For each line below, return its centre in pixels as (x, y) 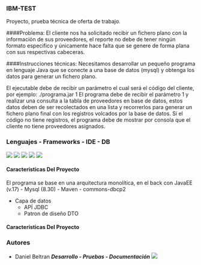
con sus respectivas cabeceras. (46, 52)
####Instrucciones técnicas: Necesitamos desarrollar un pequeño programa (101, 64)
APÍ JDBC (36, 207)
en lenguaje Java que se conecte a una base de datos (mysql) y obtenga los (100, 70)
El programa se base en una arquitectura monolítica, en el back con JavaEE (100, 183)
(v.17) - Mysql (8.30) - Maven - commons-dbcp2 (66, 189)
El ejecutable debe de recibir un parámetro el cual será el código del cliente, (100, 88)
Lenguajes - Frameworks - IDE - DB (58, 142)
